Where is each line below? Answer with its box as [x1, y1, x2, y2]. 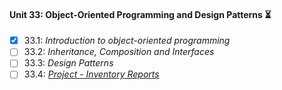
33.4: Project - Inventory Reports [23, 68, 160, 80]
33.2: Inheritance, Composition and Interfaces [23, 46, 215, 58]
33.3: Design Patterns [23, 57, 114, 69]
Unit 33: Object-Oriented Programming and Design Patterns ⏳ [9, 8, 272, 20]
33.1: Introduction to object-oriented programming [23, 35, 231, 47]
